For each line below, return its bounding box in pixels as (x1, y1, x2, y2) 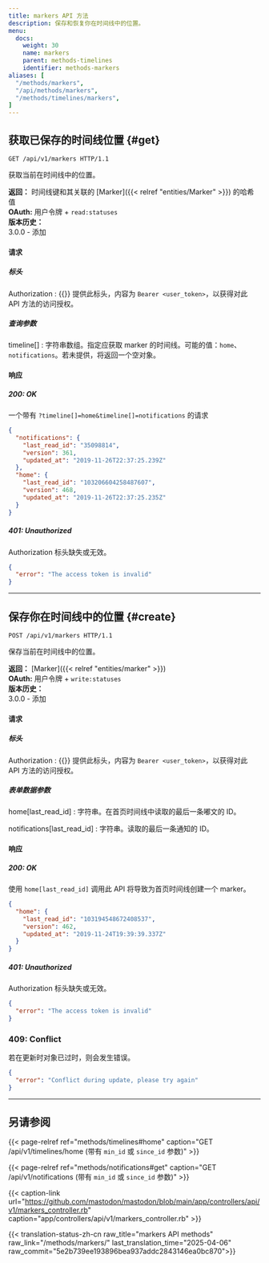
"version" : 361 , (22, 449, 78, 457)
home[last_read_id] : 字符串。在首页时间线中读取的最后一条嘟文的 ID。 (8, 807, 241, 817)
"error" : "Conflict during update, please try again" (15, 1076, 199, 1084)
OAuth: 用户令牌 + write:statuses (8, 674, 122, 683)
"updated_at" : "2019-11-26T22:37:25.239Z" (22, 456, 167, 464)
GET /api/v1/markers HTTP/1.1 (8, 154, 110, 163)
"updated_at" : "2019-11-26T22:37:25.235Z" (22, 493, 167, 502)
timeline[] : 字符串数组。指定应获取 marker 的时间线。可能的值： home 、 (8, 340, 242, 350)
